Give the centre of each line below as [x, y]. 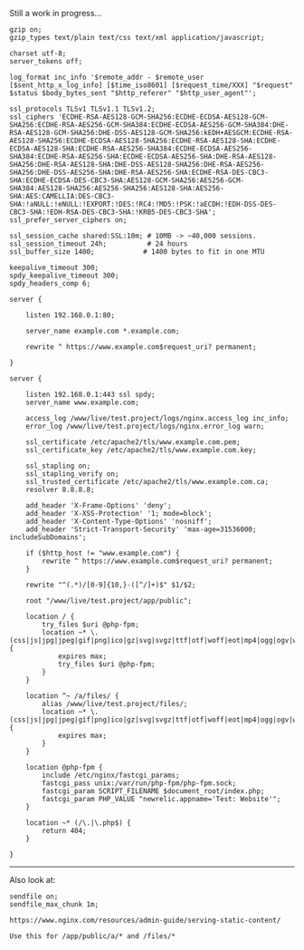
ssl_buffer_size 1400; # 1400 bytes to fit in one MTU [137, 252]
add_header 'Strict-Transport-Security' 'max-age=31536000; [141, 529]
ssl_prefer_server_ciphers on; [68, 220]
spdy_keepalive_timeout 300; [64, 276]
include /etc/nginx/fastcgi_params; [111, 775]
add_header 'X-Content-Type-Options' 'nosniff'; [119, 521]
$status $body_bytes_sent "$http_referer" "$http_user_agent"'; [133, 93]
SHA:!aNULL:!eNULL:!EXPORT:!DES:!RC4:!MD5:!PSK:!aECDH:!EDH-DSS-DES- [143, 204]
